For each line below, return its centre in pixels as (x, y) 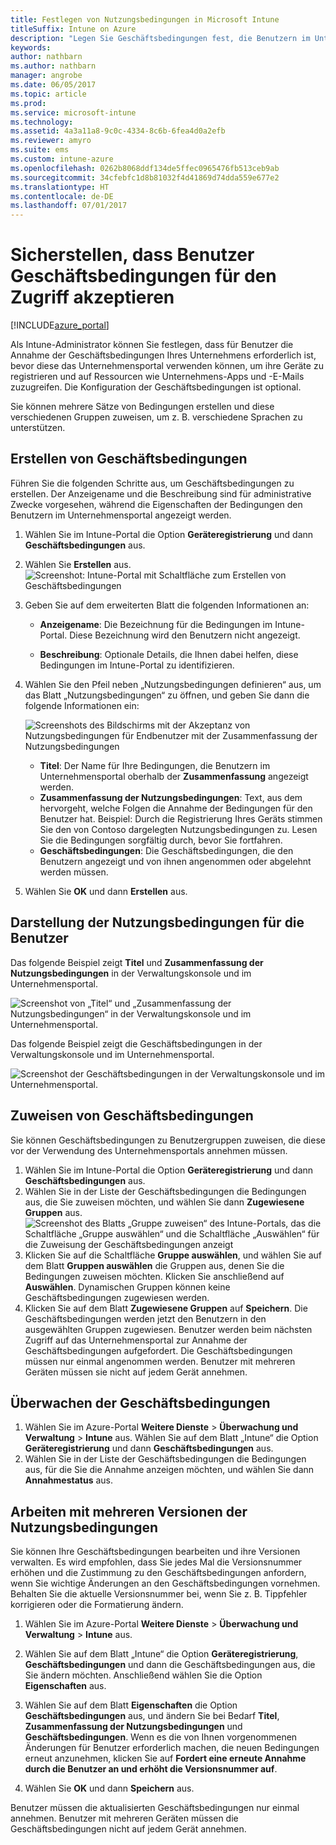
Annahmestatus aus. (68, 1480)
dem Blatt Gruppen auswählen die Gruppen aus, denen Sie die (154, 1265)
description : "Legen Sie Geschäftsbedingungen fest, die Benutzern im (160, 38)
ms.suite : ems (40, 150)
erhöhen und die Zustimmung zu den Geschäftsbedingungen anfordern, (158, 1573)
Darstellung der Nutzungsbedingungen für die (157, 922)
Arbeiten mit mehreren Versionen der (129, 1511)
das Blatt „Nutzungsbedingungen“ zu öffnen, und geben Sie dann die (167, 695)
